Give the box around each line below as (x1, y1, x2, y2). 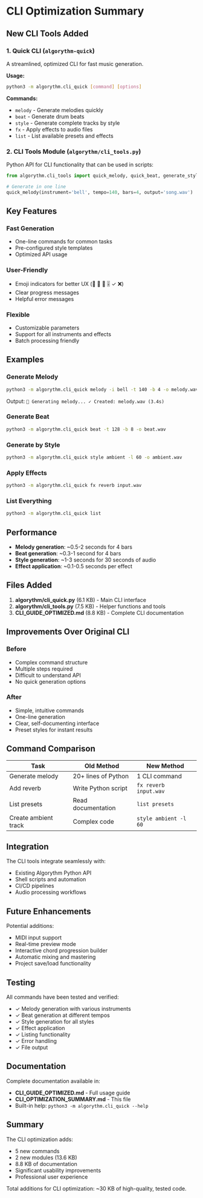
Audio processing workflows (14, 889, 86, 896)
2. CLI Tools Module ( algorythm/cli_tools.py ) (6, 147, 141, 156)
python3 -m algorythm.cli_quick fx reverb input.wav (6, 483, 142, 489)
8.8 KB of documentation (14, 1160, 77, 1167)
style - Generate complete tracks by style (14, 119, 120, 127)
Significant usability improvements (14, 1167, 101, 1174)
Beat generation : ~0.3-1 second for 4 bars (14, 550, 121, 557)
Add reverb (9, 784, 41, 792)
